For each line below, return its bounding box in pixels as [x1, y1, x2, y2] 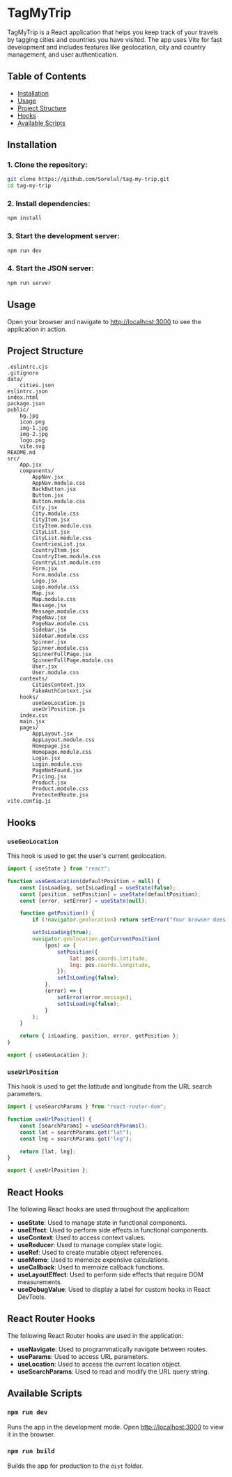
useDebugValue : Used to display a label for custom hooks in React [17, 1286, 210, 1293]
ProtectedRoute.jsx [32, 792, 89, 799]
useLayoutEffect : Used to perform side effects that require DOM [17, 1270, 204, 1279]
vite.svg [20, 443, 45, 450]
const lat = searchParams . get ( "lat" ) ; [20, 1128, 132, 1136]
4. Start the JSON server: [7, 263, 94, 273]
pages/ [20, 725, 39, 732]
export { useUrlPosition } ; [7, 1167, 89, 1174]
